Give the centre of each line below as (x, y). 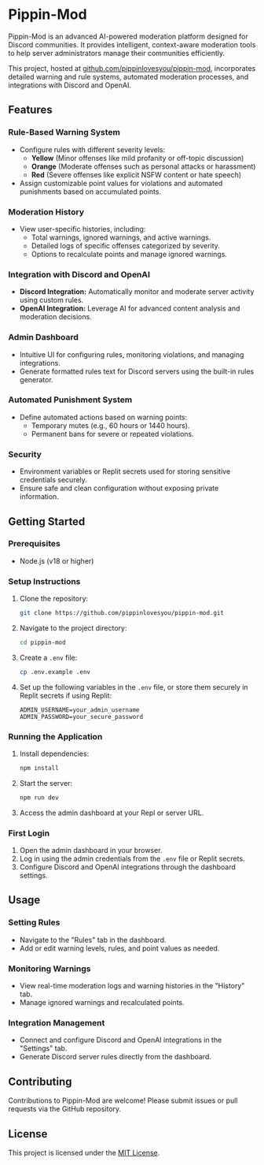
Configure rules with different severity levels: (92, 149)
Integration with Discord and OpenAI (79, 274)
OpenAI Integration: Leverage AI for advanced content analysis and (130, 308)
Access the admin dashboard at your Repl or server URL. (112, 813)
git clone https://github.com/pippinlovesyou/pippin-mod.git (122, 613)
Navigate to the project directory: (73, 627)
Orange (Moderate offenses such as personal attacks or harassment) (143, 166)
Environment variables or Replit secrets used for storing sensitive (125, 471)
